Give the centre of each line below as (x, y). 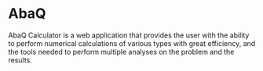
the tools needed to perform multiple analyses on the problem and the (121, 51)
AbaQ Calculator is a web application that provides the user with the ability (129, 35)
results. (20, 60)
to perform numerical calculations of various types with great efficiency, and (132, 43)
